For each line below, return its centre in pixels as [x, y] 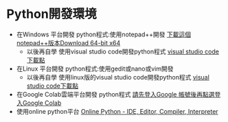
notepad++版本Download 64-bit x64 [68, 42]
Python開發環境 [52, 14]
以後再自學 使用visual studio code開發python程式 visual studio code [123, 51]
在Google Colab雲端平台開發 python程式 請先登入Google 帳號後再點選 [115, 94]
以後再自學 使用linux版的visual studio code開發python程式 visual [118, 77]
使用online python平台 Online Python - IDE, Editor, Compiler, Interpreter [117, 111]
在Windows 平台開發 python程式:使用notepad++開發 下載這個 [104, 34]
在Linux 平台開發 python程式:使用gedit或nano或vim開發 [95, 69]
